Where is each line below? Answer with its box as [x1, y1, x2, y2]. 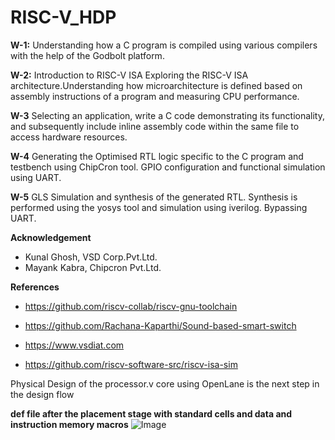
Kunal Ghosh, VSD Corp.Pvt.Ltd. [24, 251, 158, 263]
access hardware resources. [10, 131, 128, 143]
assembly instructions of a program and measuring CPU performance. [10, 90, 300, 102]
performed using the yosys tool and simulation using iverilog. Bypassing [10, 201, 308, 213]
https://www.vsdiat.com [24, 339, 125, 351]
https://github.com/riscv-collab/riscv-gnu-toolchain [24, 300, 238, 312]
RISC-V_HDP [10, 6, 117, 29]
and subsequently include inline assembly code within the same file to [10, 120, 300, 132]
